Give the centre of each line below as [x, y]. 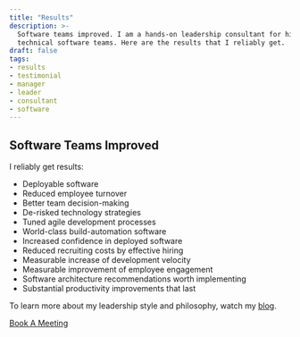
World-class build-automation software [94, 232]
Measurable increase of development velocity [106, 260]
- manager [28, 84]
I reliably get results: [46, 167]
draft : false [33, 51]
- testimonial [36, 76]
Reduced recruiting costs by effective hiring [103, 250]
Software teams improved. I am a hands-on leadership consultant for [149, 34]
